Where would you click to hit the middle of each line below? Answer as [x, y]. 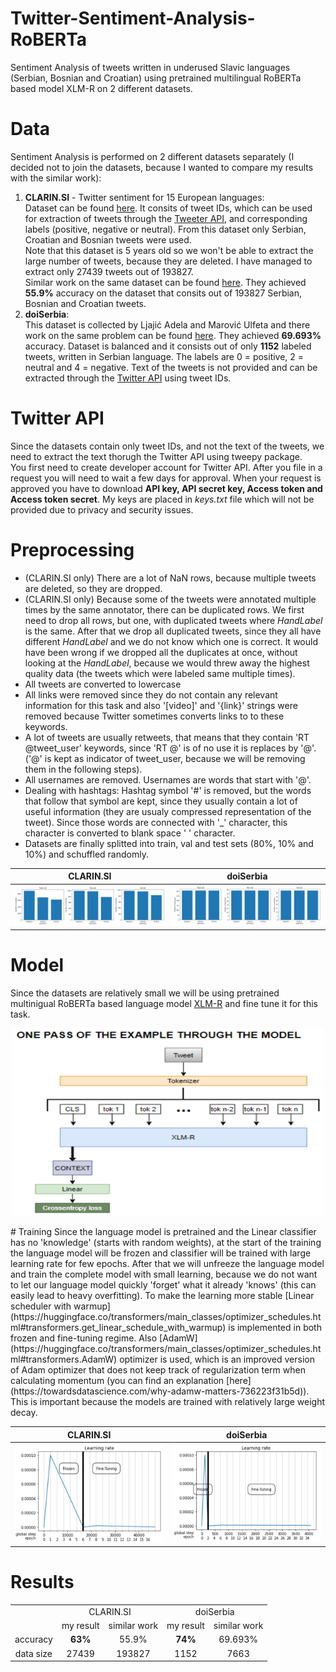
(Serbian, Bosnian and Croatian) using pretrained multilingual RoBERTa [156, 78]
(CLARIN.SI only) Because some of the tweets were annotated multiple [170, 599]
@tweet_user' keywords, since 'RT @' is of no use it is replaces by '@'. [170, 748]
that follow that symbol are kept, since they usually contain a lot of [161, 801]
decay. [24, 1413]
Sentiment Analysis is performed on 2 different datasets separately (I [152, 156]
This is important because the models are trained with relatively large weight [168, 1402]
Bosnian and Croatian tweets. [85, 303]
